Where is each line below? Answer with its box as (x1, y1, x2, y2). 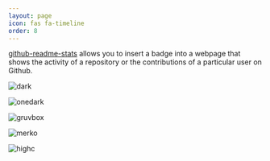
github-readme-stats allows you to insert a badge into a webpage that (8, 49, 241, 59)
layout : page (8, 11, 52, 20)
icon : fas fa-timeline (8, 19, 85, 27)
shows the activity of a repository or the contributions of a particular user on (8, 57, 262, 67)
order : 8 (8, 27, 38, 35)
